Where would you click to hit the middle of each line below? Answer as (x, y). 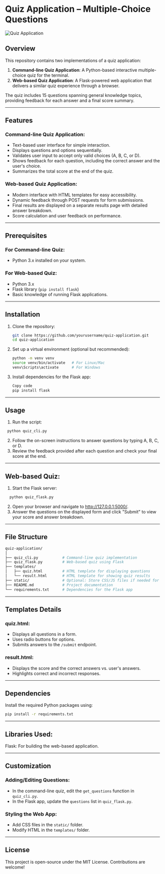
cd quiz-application (33, 340)
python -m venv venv (33, 358)
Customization (28, 766)
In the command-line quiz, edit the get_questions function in (73, 791)
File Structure (26, 537)
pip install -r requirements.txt (39, 714)
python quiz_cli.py (27, 431)
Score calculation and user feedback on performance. (67, 215)
